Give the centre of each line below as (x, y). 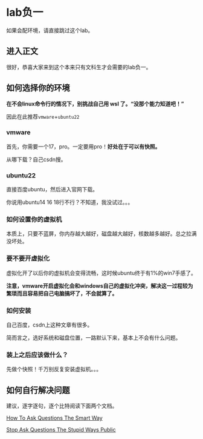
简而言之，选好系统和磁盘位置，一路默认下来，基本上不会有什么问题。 (94, 338)
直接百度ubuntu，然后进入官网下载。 (52, 190)
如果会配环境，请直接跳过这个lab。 (50, 30)
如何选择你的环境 (38, 88)
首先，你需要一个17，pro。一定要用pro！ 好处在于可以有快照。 (83, 147)
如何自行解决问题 (38, 390)
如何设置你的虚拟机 (34, 220)
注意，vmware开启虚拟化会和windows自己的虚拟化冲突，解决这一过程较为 (100, 286)
